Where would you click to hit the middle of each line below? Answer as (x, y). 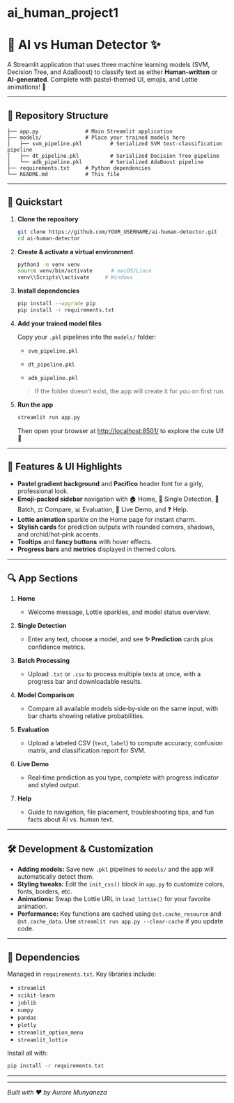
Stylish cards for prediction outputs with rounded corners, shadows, (116, 527)
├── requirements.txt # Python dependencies (79, 168)
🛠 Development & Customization (80, 849)
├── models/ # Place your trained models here (96, 138)
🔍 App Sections (43, 578)
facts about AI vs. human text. (71, 819)
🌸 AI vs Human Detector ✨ (84, 45)
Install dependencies (48, 291)
